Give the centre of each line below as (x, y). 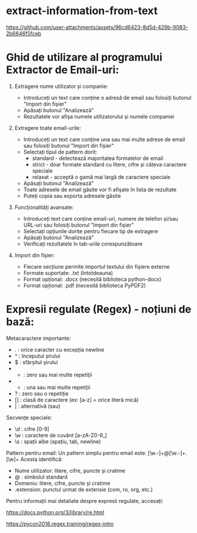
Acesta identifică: (41, 459)
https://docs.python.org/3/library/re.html (55, 512)
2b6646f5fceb (24, 33)
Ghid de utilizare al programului (84, 58)
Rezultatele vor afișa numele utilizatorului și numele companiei (99, 116)
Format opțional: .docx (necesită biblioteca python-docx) (92, 279)
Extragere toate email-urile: (48, 127)
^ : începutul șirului (37, 356)
